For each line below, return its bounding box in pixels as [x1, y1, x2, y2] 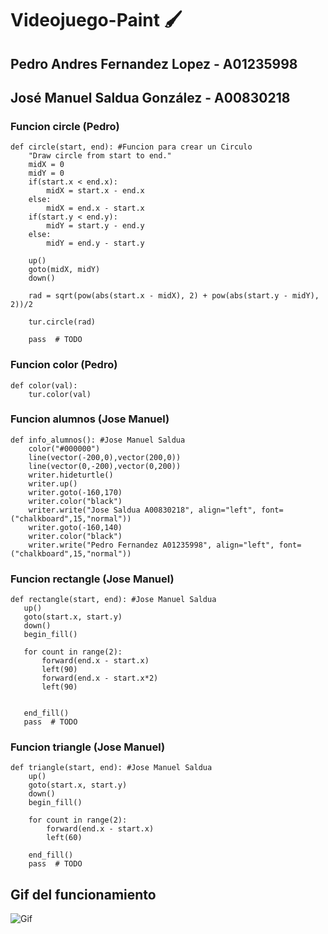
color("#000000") [28, 443, 101, 454]
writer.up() [28, 478, 78, 489]
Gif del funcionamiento [10, 886, 157, 903]
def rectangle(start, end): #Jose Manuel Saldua [10, 595, 217, 605]
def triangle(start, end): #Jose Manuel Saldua [10, 763, 213, 773]
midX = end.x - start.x [46, 203, 145, 214]
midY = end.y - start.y [46, 238, 145, 249]
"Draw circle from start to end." [28, 151, 172, 161]
